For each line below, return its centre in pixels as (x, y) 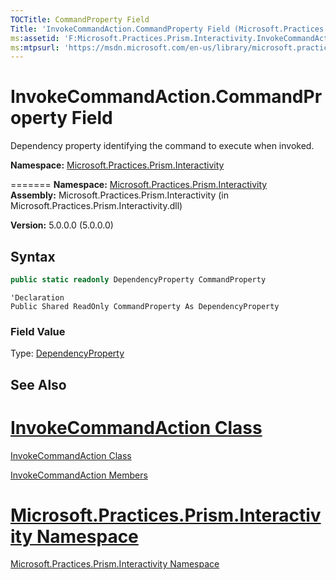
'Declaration (37, 297)
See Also (38, 384)
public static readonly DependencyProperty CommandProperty (138, 280)
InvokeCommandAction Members (79, 475)
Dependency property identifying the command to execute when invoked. (162, 146)
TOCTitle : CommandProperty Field (80, 19)
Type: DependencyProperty (67, 353)
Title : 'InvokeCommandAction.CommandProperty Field (120, 29)
